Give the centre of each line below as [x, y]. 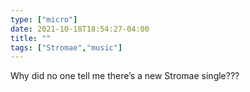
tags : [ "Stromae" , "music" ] [66, 47]
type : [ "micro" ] [44, 19]
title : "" [31, 38]
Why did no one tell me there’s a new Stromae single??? [125, 76]
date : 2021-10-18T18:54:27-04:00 [80, 29]
